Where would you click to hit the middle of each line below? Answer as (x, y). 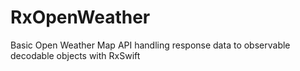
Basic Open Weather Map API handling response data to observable (150, 45)
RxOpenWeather (80, 17)
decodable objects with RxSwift (75, 55)
